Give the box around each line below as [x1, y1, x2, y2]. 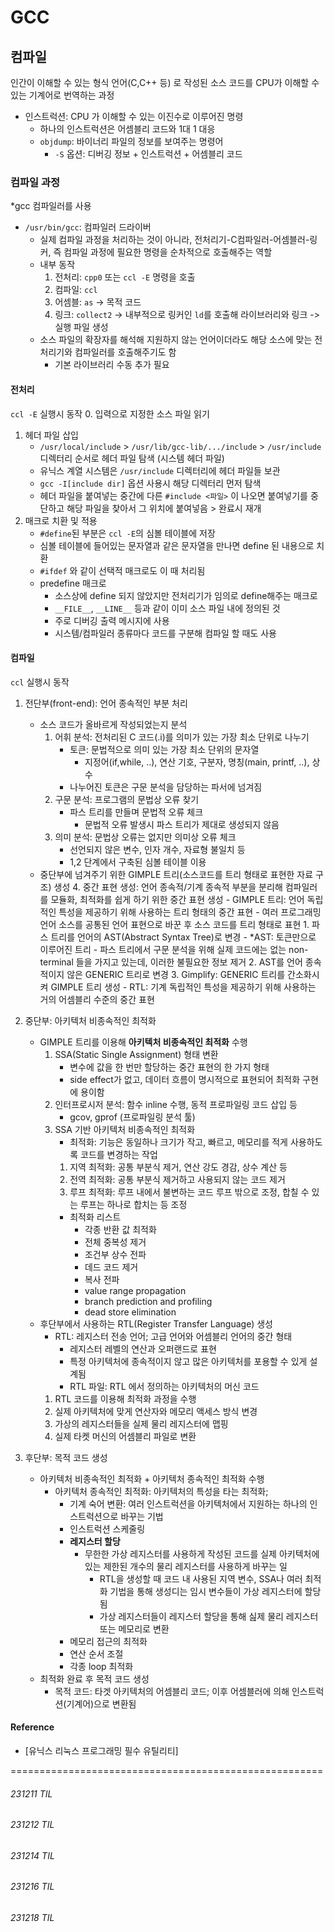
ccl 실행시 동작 [10, 676, 70, 688]
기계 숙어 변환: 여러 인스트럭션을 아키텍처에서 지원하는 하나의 [69, 1497, 308, 1510]
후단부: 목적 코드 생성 [24, 1451, 108, 1463]
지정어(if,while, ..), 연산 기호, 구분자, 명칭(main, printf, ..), [84, 756, 310, 768]
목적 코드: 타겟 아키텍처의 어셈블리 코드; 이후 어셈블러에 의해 [54, 1685, 290, 1697]
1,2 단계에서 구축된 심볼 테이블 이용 [69, 856, 207, 868]
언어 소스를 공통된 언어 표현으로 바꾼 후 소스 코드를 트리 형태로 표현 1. [39, 918, 310, 930]
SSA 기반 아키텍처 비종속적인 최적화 [54, 1123, 196, 1135]
